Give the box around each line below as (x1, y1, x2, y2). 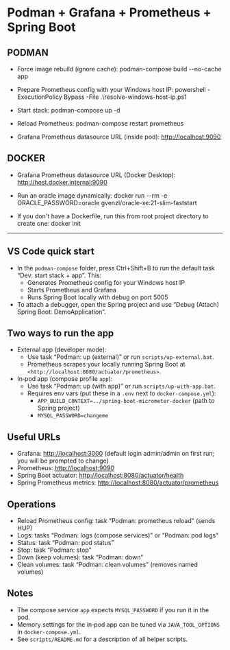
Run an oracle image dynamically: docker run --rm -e (16, 191, 168, 200)
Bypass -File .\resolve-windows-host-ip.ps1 (64, 93, 187, 101)
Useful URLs (7, 431, 61, 443)
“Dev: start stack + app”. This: (16, 271, 101, 279)
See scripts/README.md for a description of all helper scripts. (16, 635, 188, 643)
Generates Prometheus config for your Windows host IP (27, 278, 185, 286)
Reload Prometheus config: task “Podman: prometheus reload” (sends (16, 517, 216, 525)
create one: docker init (16, 219, 81, 227)
